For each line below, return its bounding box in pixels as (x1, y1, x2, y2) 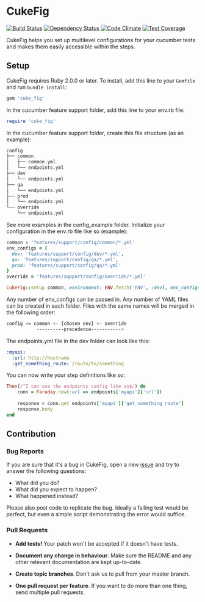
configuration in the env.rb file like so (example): (6, 228, 128, 235)
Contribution (6, 429, 56, 439)
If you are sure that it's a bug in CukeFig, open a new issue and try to (6, 461, 180, 469)
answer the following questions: (6, 467, 87, 475)
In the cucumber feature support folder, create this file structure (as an (6, 129, 184, 136)
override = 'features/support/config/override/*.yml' (6, 273, 146, 280)
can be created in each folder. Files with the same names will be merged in (6, 302, 195, 310)
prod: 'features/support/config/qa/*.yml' (12, 262, 121, 269)
